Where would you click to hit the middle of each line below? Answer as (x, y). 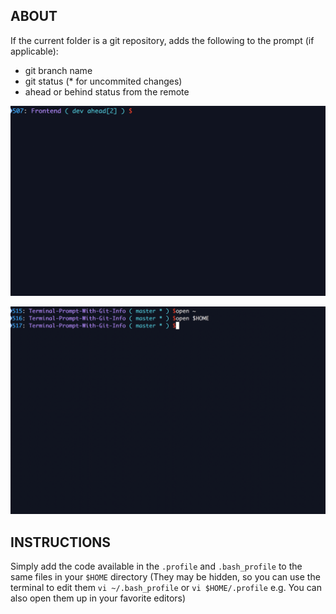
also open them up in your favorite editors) (98, 598)
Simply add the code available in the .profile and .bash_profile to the (156, 566)
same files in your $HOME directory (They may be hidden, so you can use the (165, 577)
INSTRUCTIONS (61, 542)
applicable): (34, 51)
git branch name (58, 70)
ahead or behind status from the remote (107, 91)
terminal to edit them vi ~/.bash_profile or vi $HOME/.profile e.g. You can (166, 588)
